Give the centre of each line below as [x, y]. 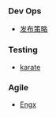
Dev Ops [25, 11]
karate [30, 67]
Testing [23, 50]
